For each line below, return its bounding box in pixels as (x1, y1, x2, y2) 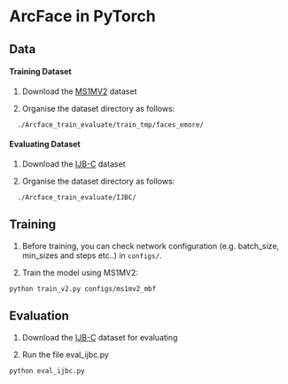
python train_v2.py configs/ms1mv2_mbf (9, 284, 157, 294)
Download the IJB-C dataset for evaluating (21, 332, 178, 342)
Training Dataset (9, 67, 73, 77)
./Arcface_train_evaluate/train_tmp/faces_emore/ (17, 120, 204, 129)
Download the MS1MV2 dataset (21, 86, 137, 97)
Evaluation (9, 309, 69, 324)
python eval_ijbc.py (9, 366, 86, 375)
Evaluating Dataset (9, 139, 82, 150)
